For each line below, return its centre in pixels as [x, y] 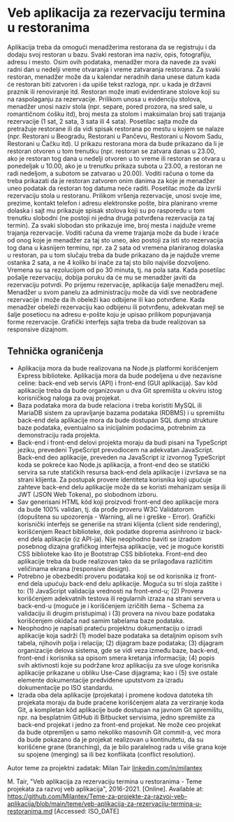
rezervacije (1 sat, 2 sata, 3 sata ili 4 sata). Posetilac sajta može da [102, 121]
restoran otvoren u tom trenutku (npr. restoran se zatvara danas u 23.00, [112, 151]
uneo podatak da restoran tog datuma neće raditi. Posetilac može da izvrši [114, 188]
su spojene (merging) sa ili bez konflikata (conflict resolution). [106, 754]
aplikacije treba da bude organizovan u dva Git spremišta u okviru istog [119, 390]
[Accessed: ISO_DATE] [87, 811]
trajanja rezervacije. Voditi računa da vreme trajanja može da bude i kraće [113, 233]
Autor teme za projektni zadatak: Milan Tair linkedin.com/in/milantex [105, 767]
